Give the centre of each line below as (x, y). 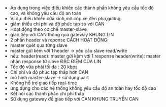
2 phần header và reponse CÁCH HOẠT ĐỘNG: (59, 40)
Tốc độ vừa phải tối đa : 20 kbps (44, 67)
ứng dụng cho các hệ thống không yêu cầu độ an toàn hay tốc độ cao (83, 88)
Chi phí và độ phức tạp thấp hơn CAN (49, 72)
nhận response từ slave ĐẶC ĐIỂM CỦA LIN (56, 61)
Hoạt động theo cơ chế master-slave (48, 29)
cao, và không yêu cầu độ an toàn (46, 13)
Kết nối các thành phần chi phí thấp (47, 94)
